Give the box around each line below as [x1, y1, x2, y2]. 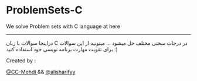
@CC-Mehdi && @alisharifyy [6, 68, 76, 75]
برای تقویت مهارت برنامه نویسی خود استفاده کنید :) [6, 45, 118, 52]
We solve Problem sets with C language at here [6, 23, 120, 30]
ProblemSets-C [6, 3, 83, 17]
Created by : [6, 57, 36, 64]
